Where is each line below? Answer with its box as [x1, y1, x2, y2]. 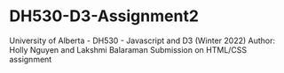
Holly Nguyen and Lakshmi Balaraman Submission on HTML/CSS [9, 44, 248, 55]
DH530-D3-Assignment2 [9, 6, 200, 26]
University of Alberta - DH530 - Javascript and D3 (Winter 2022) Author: [9, 35, 276, 46]
